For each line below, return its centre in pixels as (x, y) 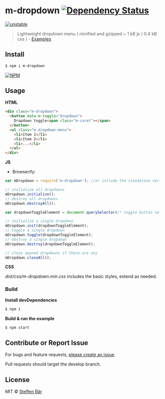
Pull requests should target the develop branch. (53, 364)
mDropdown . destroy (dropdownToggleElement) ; (50, 244)
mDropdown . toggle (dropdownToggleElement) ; (49, 235)
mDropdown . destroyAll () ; (30, 203)
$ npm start (17, 328)
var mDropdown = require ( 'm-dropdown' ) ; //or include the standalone (78, 181)
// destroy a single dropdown (36, 239)
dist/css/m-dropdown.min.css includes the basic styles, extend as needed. (81, 276)
